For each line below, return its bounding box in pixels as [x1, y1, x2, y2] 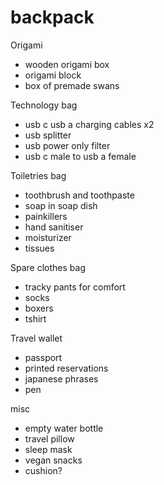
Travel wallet [10, 332, 63, 344]
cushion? [24, 464, 63, 476]
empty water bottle [24, 422, 104, 434]
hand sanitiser [24, 221, 84, 233]
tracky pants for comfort [24, 281, 126, 293]
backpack [10, 6, 95, 29]
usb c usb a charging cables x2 [24, 118, 155, 130]
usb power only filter [24, 139, 111, 151]
